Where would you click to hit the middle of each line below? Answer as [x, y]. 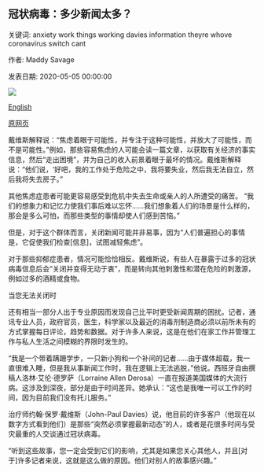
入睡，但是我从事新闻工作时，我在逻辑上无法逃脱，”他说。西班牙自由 [139, 367]
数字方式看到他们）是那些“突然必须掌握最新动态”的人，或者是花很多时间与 [128, 424]
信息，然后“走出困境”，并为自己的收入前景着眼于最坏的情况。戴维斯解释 [125, 159]
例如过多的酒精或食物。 [46, 278]
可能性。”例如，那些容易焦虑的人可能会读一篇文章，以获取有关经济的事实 [139, 149]
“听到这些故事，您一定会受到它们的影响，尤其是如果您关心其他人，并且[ [125, 450]
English [20, 107]
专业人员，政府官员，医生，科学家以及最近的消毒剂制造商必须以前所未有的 [135, 322]
